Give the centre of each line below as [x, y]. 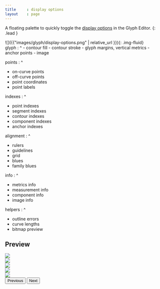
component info [28, 195]
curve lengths [26, 224]
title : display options [34, 9]
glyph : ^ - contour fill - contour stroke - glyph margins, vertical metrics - [77, 48]
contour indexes [28, 116]
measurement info [30, 190]
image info [22, 200]
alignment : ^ [18, 136]
